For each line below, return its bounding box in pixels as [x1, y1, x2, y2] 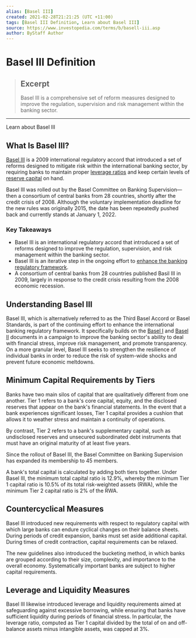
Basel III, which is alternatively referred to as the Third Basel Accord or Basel [6, 315, 190, 322]
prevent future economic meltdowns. [6, 358, 95, 366]
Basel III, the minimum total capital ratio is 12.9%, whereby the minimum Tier [6, 475, 190, 482]
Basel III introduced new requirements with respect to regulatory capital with [6, 519, 190, 527]
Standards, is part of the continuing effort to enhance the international [6, 321, 174, 328]
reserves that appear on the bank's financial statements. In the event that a [6, 403, 187, 410]
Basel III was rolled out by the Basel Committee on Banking [6, 186, 148, 193]
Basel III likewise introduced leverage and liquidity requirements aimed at [6, 601, 181, 608]
